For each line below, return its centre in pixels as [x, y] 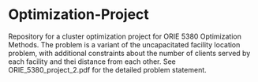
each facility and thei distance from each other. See [92, 61]
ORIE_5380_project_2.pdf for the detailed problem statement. [107, 69]
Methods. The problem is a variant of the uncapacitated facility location [124, 44]
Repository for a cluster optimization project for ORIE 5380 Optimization [125, 36]
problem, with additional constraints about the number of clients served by [129, 53]
